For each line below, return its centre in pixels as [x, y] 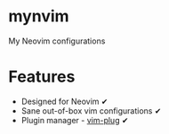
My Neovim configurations [57, 41]
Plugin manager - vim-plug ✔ [75, 120]
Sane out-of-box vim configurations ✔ [91, 110]
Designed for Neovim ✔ [64, 101]
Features [42, 77]
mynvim [39, 16]
